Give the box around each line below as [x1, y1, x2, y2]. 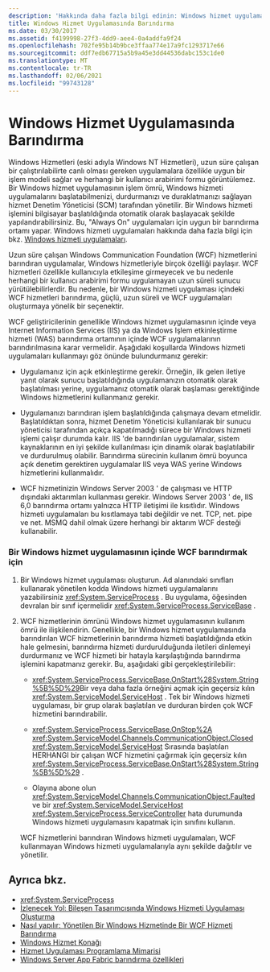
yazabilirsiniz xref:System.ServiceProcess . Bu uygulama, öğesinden [19, 592, 247, 602]
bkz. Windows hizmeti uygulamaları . [8, 234, 128, 244]
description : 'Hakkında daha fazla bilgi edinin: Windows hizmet [8, 11, 231, 20]
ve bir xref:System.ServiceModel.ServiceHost [31, 800, 183, 809]
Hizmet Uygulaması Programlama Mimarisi [19, 945, 161, 955]
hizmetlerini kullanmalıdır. [19, 468, 104, 478]
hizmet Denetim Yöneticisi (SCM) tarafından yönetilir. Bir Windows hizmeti [8, 201, 253, 210]
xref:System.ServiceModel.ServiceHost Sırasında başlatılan [31, 742, 229, 751]
